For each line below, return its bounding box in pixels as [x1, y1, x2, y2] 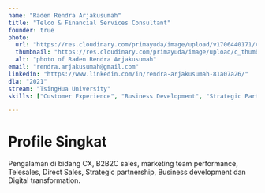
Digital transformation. [8, 176, 81, 185]
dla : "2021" [8, 77, 47, 85]
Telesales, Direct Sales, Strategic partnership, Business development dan [8, 167, 246, 177]
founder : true [8, 26, 55, 34]
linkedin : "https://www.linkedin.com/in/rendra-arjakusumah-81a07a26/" [8, 70, 248, 78]
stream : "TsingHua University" [8, 84, 111, 93]
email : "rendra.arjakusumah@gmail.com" [8, 63, 140, 71]
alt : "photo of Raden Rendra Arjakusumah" [15, 56, 157, 64]
